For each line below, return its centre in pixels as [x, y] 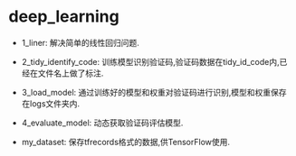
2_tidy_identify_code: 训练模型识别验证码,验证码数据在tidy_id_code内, [150, 61]
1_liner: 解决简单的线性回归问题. [80, 42]
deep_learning [64, 17]
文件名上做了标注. [71, 73]
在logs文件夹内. [51, 103]
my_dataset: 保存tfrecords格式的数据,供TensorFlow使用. [126, 142]
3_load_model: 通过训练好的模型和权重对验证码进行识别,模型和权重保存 [154, 92]
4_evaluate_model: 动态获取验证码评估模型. [102, 123]
